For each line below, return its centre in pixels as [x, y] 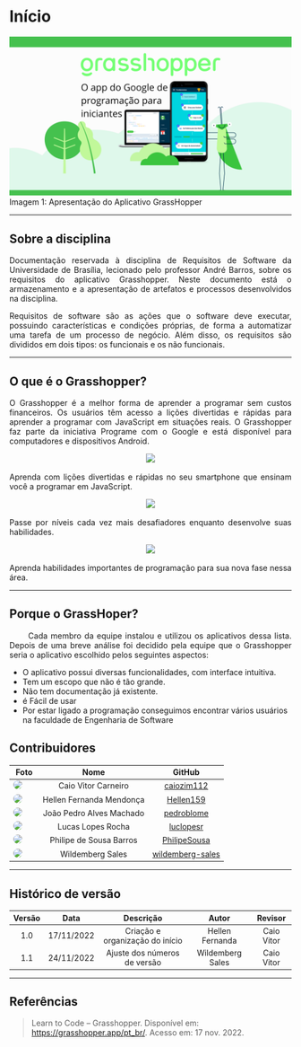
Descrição [143, 918]
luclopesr [186, 827]
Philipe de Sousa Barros [94, 840]
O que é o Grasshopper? [78, 381]
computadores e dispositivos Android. [79, 441]
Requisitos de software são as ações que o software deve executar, [150, 316]
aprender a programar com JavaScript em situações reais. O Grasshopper [150, 422]
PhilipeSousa [186, 840]
